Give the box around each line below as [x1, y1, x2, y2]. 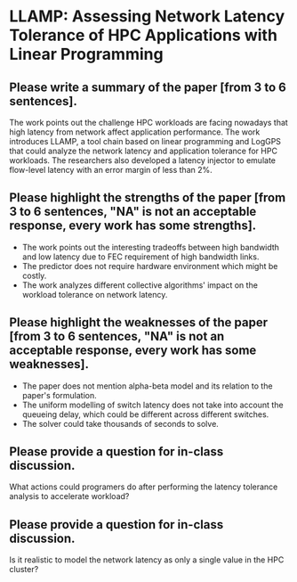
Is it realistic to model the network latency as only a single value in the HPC [9, 554, 285, 565]
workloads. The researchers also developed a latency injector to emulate [9, 155, 277, 166]
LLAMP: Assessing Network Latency [9, 6, 285, 27]
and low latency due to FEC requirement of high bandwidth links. [21, 251, 260, 262]
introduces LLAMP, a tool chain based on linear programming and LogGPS [9, 136, 282, 146]
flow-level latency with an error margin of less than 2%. [9, 165, 213, 175]
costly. [21, 270, 47, 281]
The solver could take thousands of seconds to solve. [21, 418, 220, 429]
